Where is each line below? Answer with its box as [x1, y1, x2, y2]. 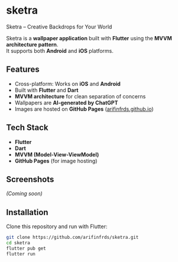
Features [6, 65, 40, 75]
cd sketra [6, 240, 31, 246]
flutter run [6, 251, 35, 257]
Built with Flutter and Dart [14, 87, 79, 94]
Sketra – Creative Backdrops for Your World [6, 23, 112, 30]
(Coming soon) [6, 190, 43, 197]
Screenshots [6, 174, 54, 184]
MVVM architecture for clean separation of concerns [14, 92, 146, 100]
